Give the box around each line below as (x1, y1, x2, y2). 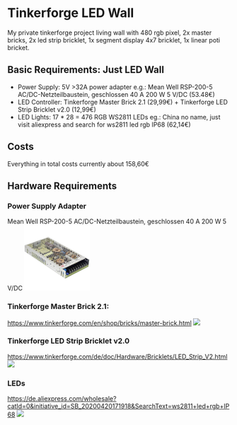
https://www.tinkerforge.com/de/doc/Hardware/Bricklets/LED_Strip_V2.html (7, 352, 228, 361)
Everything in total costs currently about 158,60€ (7, 159, 150, 168)
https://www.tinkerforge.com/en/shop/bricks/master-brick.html (7, 318, 192, 327)
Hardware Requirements (7, 180, 117, 192)
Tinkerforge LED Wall (7, 5, 134, 21)
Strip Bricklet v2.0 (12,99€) (17, 105, 97, 114)
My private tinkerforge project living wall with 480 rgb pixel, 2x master (7, 28, 212, 37)
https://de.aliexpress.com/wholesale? (7, 395, 117, 403)
